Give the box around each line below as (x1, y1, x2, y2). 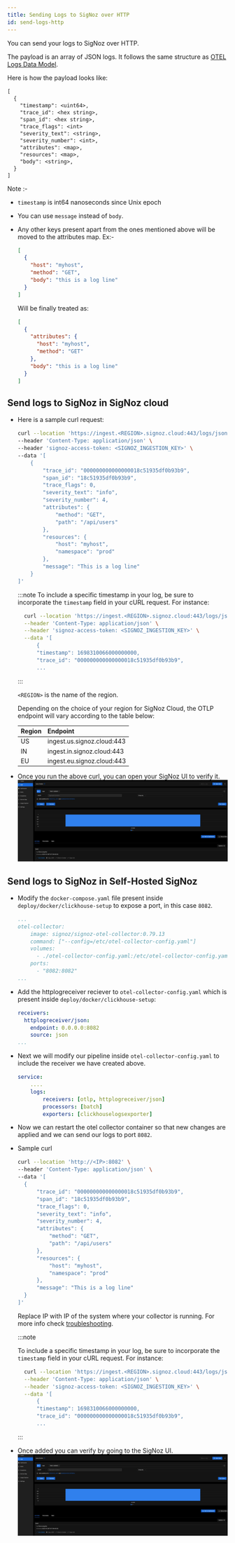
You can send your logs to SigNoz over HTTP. (7, 39, 139, 47)
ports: (30, 960, 50, 967)
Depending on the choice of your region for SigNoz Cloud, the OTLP (17, 704, 215, 712)
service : (17, 1073, 43, 1081)
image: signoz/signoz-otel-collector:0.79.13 (30, 930, 166, 937)
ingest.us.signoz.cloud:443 (48, 737, 126, 746)
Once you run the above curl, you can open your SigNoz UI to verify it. (17, 772, 220, 781)
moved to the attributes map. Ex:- (17, 232, 114, 241)
